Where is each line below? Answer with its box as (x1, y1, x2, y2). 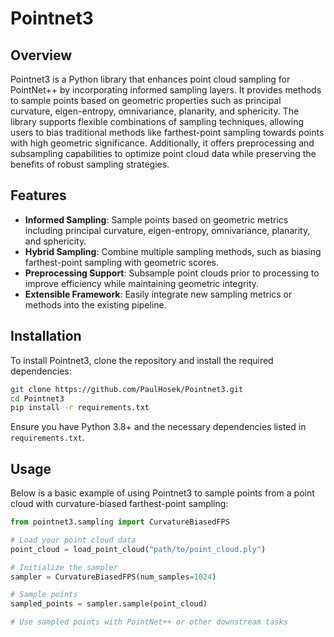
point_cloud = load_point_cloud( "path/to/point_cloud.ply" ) (10, 544, 267, 554)
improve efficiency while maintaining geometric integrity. (24, 277, 260, 289)
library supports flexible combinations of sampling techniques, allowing (10, 116, 305, 127)
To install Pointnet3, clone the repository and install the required (10, 354, 274, 366)
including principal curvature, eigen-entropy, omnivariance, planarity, (24, 224, 311, 236)
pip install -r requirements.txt (10, 403, 150, 413)
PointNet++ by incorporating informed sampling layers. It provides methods (10, 84, 322, 96)
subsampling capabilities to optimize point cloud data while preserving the (10, 148, 317, 159)
